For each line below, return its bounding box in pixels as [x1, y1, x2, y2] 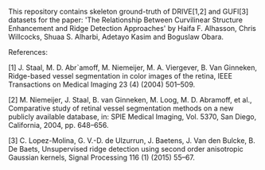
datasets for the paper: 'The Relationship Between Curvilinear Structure [8, 15, 243, 25]
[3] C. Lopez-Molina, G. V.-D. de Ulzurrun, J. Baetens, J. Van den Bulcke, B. [8, 136, 256, 145]
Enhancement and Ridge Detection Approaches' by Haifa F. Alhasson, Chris [8, 24, 256, 33]
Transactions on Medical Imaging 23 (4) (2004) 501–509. [8, 79, 196, 89]
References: [8, 48, 48, 56]
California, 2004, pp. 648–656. [8, 121, 109, 129]
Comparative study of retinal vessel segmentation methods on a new [8, 103, 234, 113]
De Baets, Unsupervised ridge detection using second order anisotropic [8, 145, 244, 153]
